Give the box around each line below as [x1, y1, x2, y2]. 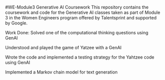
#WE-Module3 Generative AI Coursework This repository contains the [5, 4, 149, 10]
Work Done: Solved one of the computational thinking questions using [5, 30, 149, 35]
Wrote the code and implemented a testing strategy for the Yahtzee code [5, 54, 155, 60]
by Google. [5, 20, 28, 26]
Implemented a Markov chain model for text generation [5, 69, 118, 75]
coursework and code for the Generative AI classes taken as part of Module [5, 9, 161, 15]
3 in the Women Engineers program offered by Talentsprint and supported [5, 15, 157, 20]
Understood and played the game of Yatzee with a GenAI [5, 45, 122, 50]
